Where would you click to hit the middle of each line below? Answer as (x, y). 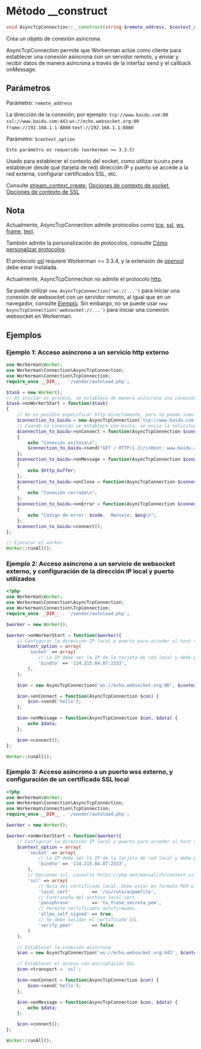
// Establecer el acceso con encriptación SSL (76, 964)
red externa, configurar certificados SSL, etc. (62, 174)
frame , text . (20, 231)
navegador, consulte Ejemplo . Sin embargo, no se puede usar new (87, 303)
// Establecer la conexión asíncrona (64, 947)
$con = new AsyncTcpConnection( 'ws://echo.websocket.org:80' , (96, 685)
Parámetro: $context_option (41, 139)
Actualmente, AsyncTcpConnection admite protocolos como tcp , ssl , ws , (96, 225)
